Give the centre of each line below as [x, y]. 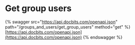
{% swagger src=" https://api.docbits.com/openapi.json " [61, 22]
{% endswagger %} [103, 37]
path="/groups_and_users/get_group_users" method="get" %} [68, 27]
